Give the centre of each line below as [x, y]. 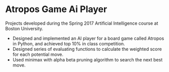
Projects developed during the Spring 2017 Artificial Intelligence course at [82, 23]
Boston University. [24, 28]
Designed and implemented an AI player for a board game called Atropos [88, 38]
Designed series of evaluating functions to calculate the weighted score [87, 49]
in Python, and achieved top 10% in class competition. [69, 43]
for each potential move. [38, 54]
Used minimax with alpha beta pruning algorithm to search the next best [88, 59]
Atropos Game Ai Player [56, 9]
